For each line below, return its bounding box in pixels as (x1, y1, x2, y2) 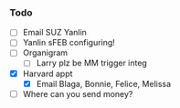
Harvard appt (22, 68, 73, 79)
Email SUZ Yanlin (22, 27, 87, 38)
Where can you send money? (22, 88, 133, 99)
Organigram (22, 47, 69, 58)
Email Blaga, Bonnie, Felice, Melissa (36, 78, 172, 89)
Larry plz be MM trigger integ (36, 57, 148, 69)
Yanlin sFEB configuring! (22, 37, 116, 48)
